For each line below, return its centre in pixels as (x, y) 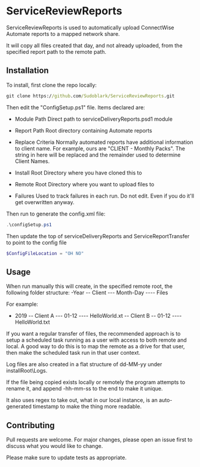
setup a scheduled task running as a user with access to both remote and (96, 340)
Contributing (30, 425)
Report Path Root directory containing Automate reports (83, 130)
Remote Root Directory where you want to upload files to (84, 184)
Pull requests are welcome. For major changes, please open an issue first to (99, 440)
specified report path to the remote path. (56, 51)
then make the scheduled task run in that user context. (73, 353)
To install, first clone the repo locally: (52, 85)
